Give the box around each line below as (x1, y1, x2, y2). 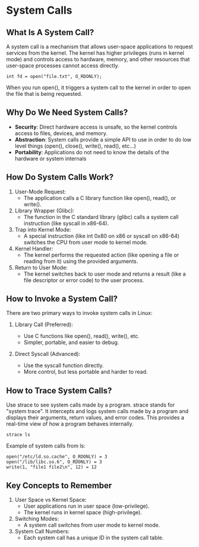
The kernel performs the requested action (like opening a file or (23, 251, 179, 258)
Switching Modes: (14, 515, 59, 523)
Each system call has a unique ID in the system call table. (23, 534, 164, 542)
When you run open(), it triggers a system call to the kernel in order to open (6, 84, 191, 91)
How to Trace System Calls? (6, 385, 112, 396)
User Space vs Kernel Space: (14, 496, 87, 504)
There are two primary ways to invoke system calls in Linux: (6, 310, 153, 317)
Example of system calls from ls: (6, 442, 86, 449)
